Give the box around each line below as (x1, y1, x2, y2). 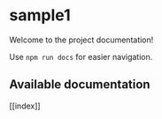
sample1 (9, 5, 71, 26)
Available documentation (9, 77, 150, 93)
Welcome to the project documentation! (9, 34, 154, 45)
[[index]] (9, 100, 42, 111)
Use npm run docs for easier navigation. (9, 51, 153, 62)
